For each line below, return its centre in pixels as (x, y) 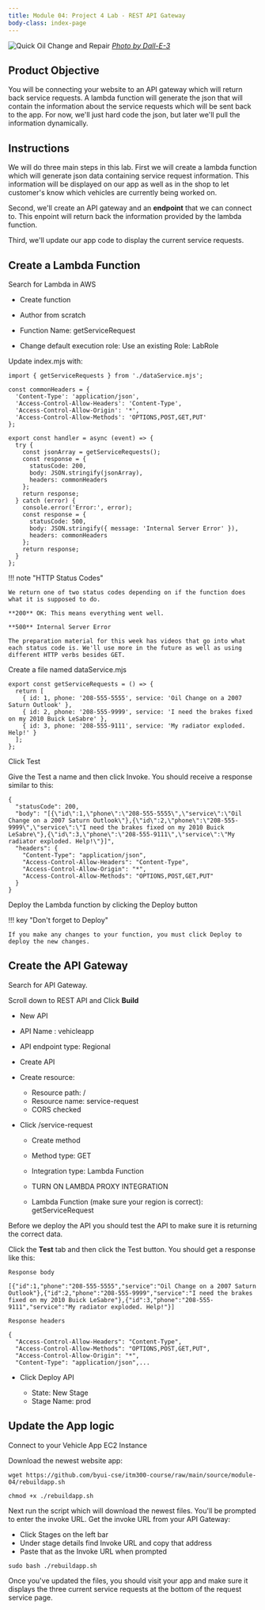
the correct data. (36, 1234)
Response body (32, 1272)
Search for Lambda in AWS (52, 284)
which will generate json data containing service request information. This (129, 176)
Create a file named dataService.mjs (67, 669)
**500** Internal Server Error (60, 627)
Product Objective (54, 70)
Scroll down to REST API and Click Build (74, 1000)
